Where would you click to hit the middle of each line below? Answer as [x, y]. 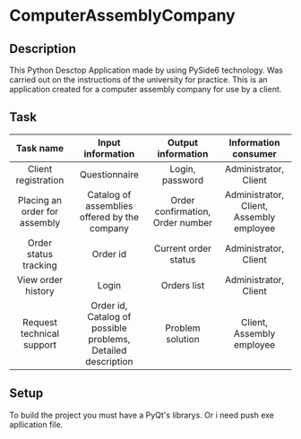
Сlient [40, 168]
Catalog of [109, 316]
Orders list [183, 285]
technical [40, 333]
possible [109, 328]
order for [40, 211]
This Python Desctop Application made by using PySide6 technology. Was [146, 70]
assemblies [109, 205]
